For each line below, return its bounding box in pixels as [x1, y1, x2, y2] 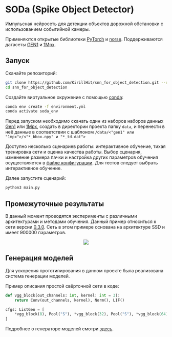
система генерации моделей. [5, 273, 70, 279]
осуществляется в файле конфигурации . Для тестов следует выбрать [5, 160, 158, 166]
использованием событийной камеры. [5, 26, 90, 32]
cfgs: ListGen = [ [5, 307, 45, 312]
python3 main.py [5, 185, 40, 191]
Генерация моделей [5, 254, 74, 263]
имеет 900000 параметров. [5, 229, 67, 235]
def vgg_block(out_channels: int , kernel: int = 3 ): [5, 293, 120, 298]
